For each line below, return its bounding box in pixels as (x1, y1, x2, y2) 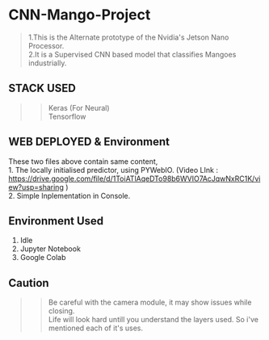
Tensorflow (48, 111, 86, 121)
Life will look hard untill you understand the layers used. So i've (48, 315, 258, 325)
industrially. (27, 58, 67, 68)
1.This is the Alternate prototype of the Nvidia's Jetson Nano (27, 32, 229, 42)
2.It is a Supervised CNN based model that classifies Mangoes (27, 49, 237, 59)
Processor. (27, 40, 65, 50)
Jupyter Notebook (19, 244, 81, 254)
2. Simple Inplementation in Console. (8, 191, 131, 200)
